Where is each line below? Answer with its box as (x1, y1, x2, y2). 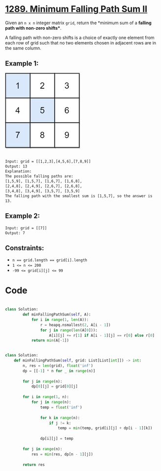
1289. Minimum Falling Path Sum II (5, 3, 148, 15)
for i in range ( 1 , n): (23, 394, 69, 399)
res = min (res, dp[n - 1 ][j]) (31, 452, 93, 457)
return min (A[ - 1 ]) (31, 338, 69, 343)
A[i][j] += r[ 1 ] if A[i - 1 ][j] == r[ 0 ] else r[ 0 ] (49, 333, 155, 338)
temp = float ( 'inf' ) (40, 405, 82, 410)
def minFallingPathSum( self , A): (23, 312, 91, 317)
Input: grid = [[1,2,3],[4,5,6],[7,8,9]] (5, 159, 91, 164)
